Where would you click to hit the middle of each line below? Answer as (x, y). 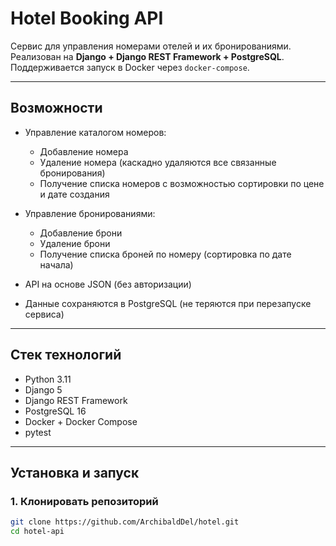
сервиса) (44, 314)
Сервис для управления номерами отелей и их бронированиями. (151, 46)
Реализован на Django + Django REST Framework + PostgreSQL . (147, 56)
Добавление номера (84, 151)
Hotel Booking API (87, 18)
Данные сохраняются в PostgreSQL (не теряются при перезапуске (168, 303)
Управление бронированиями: (90, 213)
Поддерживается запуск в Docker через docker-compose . (130, 67)
